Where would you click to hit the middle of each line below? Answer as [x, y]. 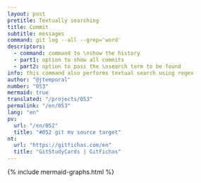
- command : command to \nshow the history [77, 54]
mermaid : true [28, 93]
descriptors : [26, 47]
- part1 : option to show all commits [69, 60]
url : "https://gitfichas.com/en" [63, 146]
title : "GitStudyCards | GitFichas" [67, 152]
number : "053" [28, 86]
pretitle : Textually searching [53, 20]
